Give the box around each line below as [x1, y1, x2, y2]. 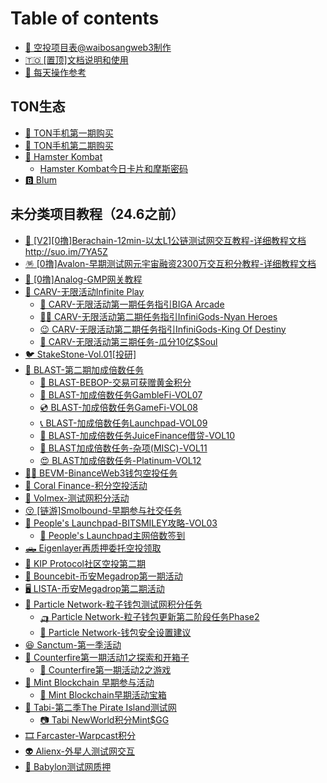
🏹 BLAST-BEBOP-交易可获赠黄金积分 [39, 376, 192, 388]
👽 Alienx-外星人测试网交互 [24, 745, 136, 757]
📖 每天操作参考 [24, 66, 87, 78]
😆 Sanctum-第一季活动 [24, 638, 122, 651]
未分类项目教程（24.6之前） [10, 206, 185, 223]
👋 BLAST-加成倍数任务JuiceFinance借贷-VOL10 [39, 429, 235, 441]
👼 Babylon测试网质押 [24, 760, 112, 772]
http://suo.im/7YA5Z [24, 245, 108, 257]
